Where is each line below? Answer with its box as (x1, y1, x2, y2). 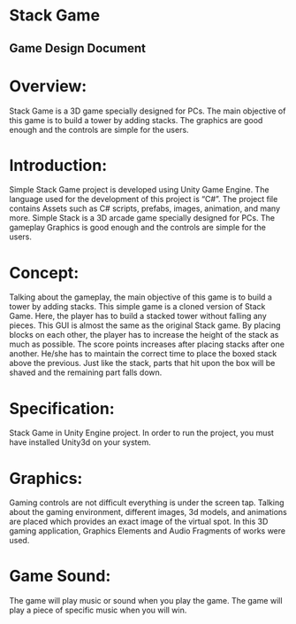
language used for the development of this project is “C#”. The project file (9, 194, 278, 205)
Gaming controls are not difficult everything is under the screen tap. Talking (9, 497, 285, 508)
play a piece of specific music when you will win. (9, 604, 187, 616)
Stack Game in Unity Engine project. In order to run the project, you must (9, 427, 274, 439)
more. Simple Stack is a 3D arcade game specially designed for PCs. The (9, 213, 276, 223)
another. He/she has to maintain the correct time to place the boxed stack (9, 348, 277, 359)
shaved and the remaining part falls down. (9, 367, 163, 378)
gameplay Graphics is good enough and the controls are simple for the (9, 222, 267, 233)
